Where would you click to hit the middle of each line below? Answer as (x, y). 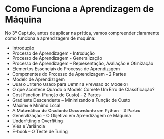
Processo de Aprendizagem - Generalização (57, 58)
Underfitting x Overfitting (38, 121)
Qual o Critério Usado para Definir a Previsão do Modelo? (70, 84)
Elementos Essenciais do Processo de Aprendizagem (66, 69)
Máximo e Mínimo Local (36, 105)
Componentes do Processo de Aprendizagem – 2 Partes (69, 74)
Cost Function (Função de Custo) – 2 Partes (56, 95)
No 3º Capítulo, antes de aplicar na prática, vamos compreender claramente (82, 33)
